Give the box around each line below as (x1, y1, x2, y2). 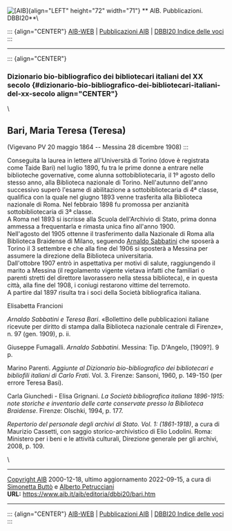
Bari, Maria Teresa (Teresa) (7, 124, 126, 136)
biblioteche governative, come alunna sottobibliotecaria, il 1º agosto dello (7, 171, 215, 180)
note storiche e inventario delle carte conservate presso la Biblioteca (7, 399, 204, 407)
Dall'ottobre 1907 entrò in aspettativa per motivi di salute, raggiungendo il (7, 259, 215, 267)
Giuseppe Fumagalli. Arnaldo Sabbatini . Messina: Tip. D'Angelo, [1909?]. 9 (7, 343, 220, 351)
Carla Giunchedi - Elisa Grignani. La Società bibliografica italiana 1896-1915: (7, 392, 224, 400)
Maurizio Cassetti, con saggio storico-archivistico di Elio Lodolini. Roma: (7, 427, 213, 436)
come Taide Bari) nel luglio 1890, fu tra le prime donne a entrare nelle (7, 164, 204, 172)
